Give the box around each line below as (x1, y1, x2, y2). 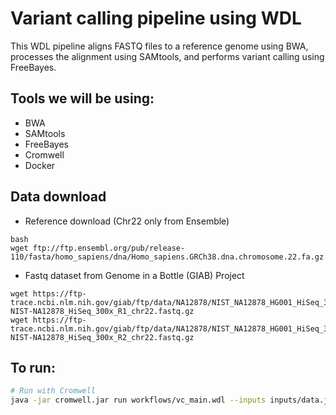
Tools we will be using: (10, 90, 155, 107)
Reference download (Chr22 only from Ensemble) (24, 215, 230, 227)
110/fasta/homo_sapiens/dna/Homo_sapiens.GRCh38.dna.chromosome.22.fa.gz (10, 252, 325, 262)
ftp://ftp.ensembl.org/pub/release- (32, 243, 186, 253)
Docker (24, 159, 56, 171)
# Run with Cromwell (10, 386, 97, 396)
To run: (10, 359, 56, 376)
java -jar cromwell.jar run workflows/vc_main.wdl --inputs (10, 395, 267, 406)
